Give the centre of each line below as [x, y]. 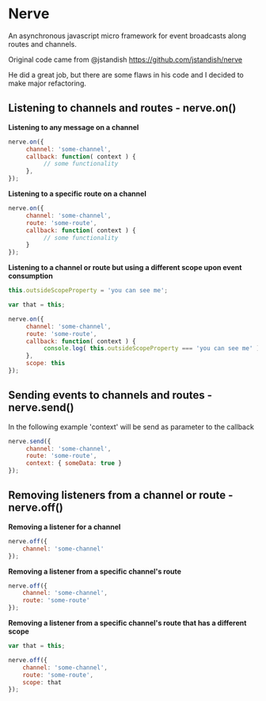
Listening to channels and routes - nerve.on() [122, 108]
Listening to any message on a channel [74, 127]
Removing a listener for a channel [65, 527]
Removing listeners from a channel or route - [121, 495]
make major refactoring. [47, 83]
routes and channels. [42, 44]
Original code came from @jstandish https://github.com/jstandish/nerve [125, 59]
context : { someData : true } [74, 463]
